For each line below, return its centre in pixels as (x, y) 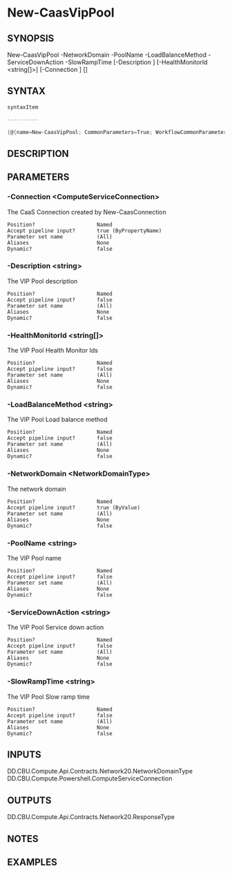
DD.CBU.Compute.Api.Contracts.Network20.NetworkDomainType (100, 771)
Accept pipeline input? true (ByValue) (74, 507)
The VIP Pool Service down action (56, 628)
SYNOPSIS (31, 38)
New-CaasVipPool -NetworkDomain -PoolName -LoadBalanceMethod (107, 55)
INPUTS (24, 754)
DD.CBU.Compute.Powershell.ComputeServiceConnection (90, 778)
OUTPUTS (29, 800)
